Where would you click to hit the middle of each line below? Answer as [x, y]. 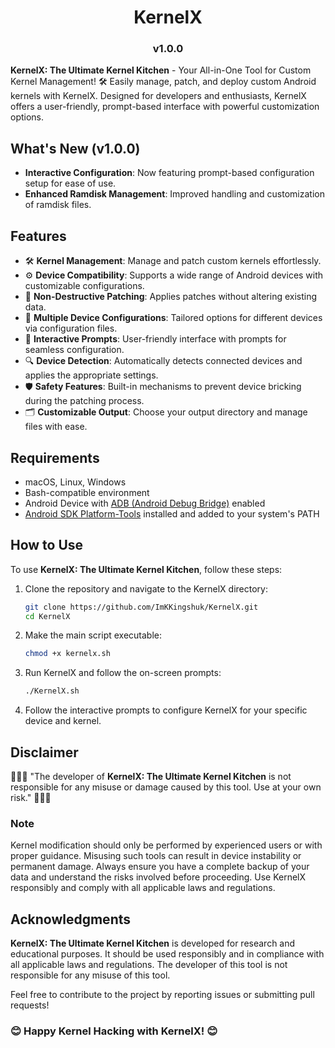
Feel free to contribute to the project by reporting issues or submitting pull [162, 995]
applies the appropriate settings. [91, 375]
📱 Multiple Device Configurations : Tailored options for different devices [173, 318]
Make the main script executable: [93, 635]
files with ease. [56, 427]
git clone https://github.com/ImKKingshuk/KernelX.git [141, 607]
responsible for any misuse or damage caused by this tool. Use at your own [166, 787]
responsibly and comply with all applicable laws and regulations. [143, 888]
